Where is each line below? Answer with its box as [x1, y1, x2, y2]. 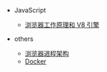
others [14, 35, 34, 43]
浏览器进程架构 [24, 49, 69, 57]
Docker [24, 57, 46, 66]
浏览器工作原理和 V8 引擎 [24, 20, 100, 29]
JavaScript [14, 6, 46, 14]
